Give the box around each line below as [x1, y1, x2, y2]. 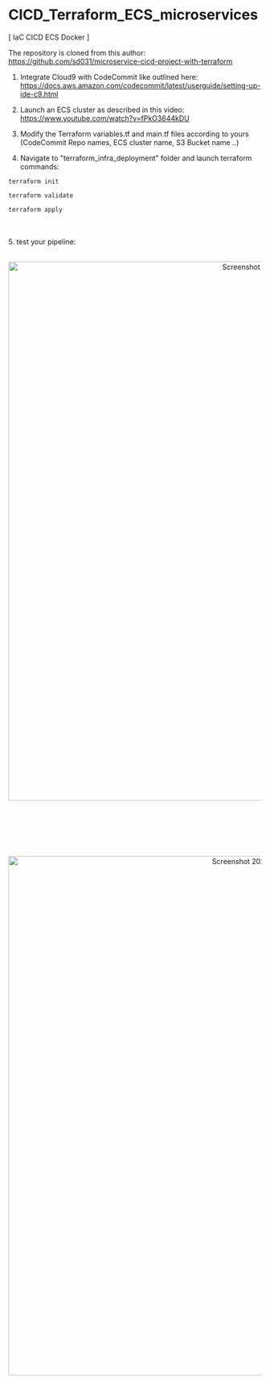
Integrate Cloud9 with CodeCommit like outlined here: [19, 72, 198, 81]
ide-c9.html [19, 89, 59, 98]
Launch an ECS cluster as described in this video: [19, 105, 185, 114]
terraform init [8, 177, 59, 185]
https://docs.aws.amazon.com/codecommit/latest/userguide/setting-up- [19, 81, 261, 90]
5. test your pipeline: [8, 236, 76, 247]
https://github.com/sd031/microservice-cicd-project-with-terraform [8, 56, 233, 66]
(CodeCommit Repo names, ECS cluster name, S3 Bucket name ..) [19, 137, 239, 147]
